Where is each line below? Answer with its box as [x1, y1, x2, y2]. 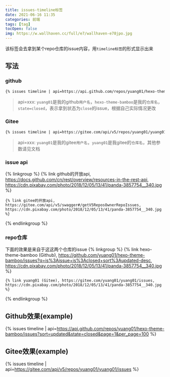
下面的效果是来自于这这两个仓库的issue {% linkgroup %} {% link [5, 247, 139, 253]
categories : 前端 [5, 17, 40, 22]
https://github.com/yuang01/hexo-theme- [58, 252, 145, 258]
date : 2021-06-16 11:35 [5, 12, 56, 17]
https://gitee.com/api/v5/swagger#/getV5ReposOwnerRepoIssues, [5, 202, 142, 208]
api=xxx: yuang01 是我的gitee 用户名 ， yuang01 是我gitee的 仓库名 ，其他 [17, 139, 156, 145]
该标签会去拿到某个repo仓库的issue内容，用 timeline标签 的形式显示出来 [5, 46, 153, 51]
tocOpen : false [5, 26, 37, 31]
